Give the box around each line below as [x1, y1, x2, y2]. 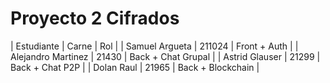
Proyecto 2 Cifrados [10, 7, 180, 30]
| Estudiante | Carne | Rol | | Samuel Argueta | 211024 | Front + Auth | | [10, 40, 299, 52]
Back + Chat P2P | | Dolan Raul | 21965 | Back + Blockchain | [10, 61, 260, 73]
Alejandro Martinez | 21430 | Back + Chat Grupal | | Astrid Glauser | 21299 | [10, 50, 321, 62]
